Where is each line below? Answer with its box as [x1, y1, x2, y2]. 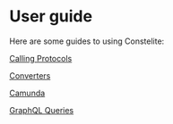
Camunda [9, 87, 46, 98]
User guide [9, 6, 92, 27]
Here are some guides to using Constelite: [9, 36, 165, 46]
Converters [9, 70, 51, 81]
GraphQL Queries [9, 104, 74, 115]
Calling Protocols [9, 53, 73, 63]
